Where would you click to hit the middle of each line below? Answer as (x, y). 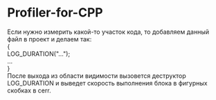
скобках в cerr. (29, 90)
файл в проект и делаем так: (49, 39)
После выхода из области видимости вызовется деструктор (97, 76)
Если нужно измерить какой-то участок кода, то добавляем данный (108, 32)
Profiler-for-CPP (55, 13)
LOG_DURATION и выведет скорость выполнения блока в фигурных (107, 83)
